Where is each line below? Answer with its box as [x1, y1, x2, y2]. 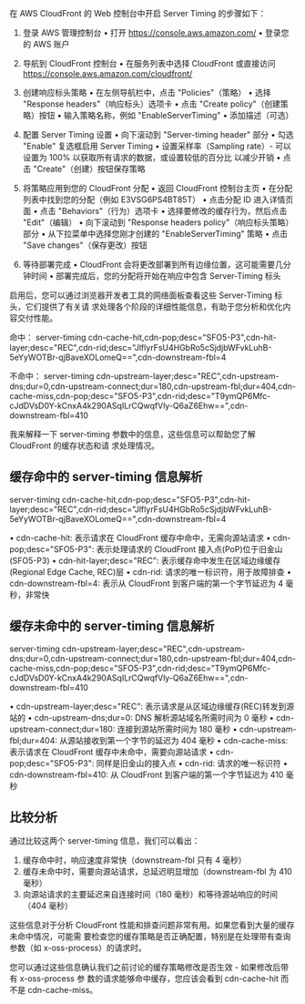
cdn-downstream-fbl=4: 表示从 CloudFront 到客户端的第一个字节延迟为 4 [9, 578, 284, 589]
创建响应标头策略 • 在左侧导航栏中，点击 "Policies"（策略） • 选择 [22, 87, 271, 97]
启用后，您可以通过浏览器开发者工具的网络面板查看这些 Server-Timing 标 [9, 290, 283, 301]
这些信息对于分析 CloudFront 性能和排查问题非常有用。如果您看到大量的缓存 [9, 919, 295, 931]
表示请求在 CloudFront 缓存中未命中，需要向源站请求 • [9, 746, 214, 757]
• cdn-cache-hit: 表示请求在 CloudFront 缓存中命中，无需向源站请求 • [9, 532, 271, 543]
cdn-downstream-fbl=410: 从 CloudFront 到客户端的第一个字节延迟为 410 [9, 769, 284, 780]
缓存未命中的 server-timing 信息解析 [9, 619, 216, 634]
